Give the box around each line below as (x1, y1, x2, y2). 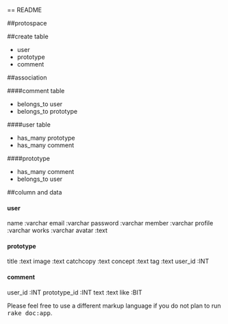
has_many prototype (16, 134, 75, 142)
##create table (7, 32, 49, 40)
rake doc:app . (7, 308, 53, 317)
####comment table (7, 87, 65, 95)
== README (7, 6, 42, 14)
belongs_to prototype (16, 108, 78, 115)
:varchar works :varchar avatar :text (7, 226, 108, 235)
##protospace (7, 19, 47, 27)
